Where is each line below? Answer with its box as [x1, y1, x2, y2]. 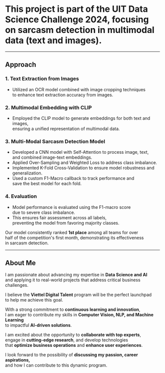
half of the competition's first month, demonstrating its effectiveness [5, 235, 144, 240]
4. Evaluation [5, 193, 37, 200]
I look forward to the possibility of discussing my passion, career [5, 352, 138, 358]
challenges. [5, 282, 28, 288]
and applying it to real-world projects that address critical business [5, 277, 141, 283]
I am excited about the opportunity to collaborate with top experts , [5, 332, 141, 338]
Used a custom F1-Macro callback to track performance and [12, 175, 135, 181]
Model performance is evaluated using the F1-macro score [12, 204, 131, 210]
